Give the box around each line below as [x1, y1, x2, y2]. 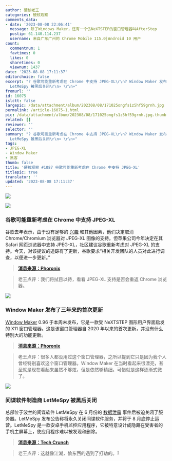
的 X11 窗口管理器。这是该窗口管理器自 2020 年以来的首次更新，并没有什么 [5, 325, 163, 331]
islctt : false [5, 98, 36, 103]
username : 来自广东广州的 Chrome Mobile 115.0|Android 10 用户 [10, 36, 141, 42]
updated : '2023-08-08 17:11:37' [5, 179, 74, 185]
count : [5, 41, 20, 46]
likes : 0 [10, 55, 29, 61]
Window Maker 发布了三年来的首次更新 [5, 306, 103, 313]
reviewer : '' [5, 122, 33, 127]
